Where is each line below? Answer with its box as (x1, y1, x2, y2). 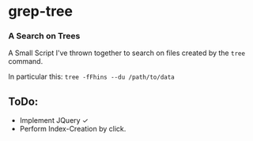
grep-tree (8, 2, 74, 20)
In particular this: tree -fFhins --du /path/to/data (8, 72, 176, 81)
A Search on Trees (8, 31, 81, 42)
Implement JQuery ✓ (19, 116, 89, 125)
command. (8, 57, 43, 66)
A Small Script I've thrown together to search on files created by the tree (8, 48, 246, 58)
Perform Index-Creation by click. (19, 124, 126, 134)
